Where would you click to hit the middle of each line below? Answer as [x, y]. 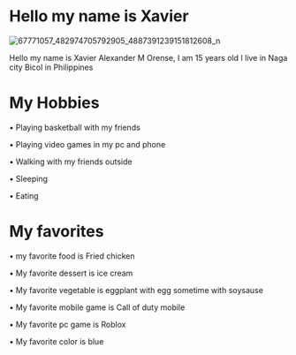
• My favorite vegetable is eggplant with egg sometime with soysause [136, 290]
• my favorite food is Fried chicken [72, 256]
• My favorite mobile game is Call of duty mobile [97, 307]
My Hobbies [54, 103]
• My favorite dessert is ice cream [71, 273]
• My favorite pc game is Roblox [68, 324]
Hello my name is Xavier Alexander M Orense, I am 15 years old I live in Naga [148, 57]
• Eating [24, 195]
